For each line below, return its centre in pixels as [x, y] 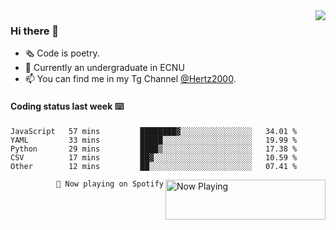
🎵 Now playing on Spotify [110, 184]
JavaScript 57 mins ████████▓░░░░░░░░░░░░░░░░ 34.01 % [154, 131]
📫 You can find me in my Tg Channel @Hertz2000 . [130, 79]
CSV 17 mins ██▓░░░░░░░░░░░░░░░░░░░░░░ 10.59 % [154, 157]
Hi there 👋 [35, 31]
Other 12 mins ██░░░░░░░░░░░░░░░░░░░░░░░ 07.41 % [154, 166]
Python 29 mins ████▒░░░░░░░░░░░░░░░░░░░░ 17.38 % [154, 149]
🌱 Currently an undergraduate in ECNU [104, 68]
